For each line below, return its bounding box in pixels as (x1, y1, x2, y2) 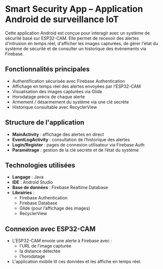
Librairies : (12, 190, 35, 196)
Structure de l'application (5, 119, 84, 127)
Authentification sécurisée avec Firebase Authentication (12, 78, 125, 84)
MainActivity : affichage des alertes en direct (12, 131, 104, 137)
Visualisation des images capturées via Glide (12, 88, 102, 94)
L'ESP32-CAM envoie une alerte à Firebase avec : (12, 238, 112, 244)
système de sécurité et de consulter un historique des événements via (5, 46, 146, 51)
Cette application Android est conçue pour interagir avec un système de (5, 30, 150, 36)
